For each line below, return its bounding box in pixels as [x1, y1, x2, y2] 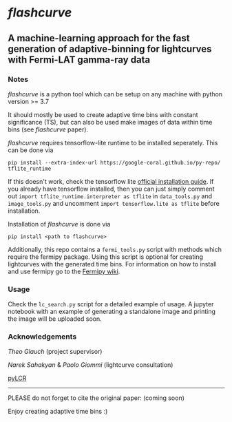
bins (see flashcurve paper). [8, 125, 89, 134]
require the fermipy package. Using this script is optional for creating [8, 253, 204, 261]
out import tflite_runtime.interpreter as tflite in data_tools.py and [8, 191, 213, 200]
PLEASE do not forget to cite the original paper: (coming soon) [8, 394, 185, 402]
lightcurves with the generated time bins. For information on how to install [8, 260, 217, 268]
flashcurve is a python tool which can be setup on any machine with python [8, 89, 223, 98]
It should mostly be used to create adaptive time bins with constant [8, 110, 198, 118]
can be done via [8, 146, 54, 154]
